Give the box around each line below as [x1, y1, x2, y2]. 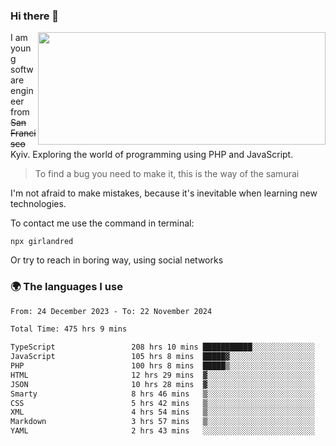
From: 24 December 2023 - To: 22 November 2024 [10, 306, 213, 316]
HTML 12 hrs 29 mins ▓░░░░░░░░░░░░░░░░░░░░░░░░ [10, 370, 315, 380]
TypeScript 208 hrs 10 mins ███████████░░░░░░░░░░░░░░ [10, 342, 315, 353]
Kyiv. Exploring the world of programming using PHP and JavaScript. [10, 149, 294, 161]
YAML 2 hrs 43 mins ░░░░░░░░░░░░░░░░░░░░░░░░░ [10, 426, 315, 436]
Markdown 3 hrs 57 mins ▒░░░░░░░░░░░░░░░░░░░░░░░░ [10, 417, 315, 427]
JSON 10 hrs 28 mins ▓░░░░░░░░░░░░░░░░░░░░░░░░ [10, 379, 315, 389]
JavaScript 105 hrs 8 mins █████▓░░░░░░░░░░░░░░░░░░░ [10, 352, 315, 362]
